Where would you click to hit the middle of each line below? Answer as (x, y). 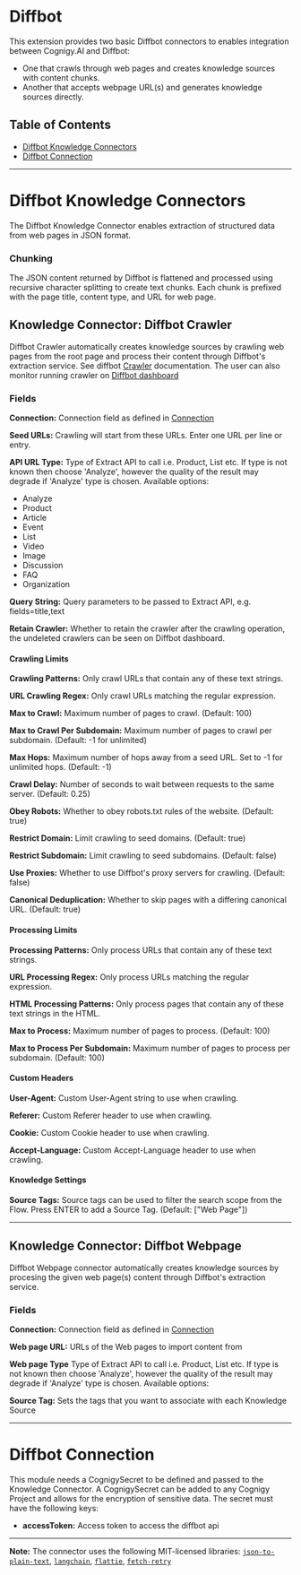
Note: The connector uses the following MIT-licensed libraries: (125, 1551)
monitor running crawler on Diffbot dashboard (94, 375)
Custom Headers (42, 1078)
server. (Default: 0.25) (50, 794)
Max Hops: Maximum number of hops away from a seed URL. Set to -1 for (146, 757)
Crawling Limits (39, 658)
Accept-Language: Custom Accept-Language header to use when (133, 1150)
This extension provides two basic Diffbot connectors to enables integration (149, 41)
